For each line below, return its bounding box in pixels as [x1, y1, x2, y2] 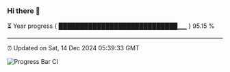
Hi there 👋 [7, 6, 41, 16]
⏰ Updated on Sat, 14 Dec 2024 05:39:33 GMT [7, 44, 140, 52]
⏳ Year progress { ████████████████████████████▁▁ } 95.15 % [7, 22, 215, 30]
